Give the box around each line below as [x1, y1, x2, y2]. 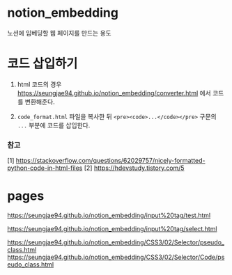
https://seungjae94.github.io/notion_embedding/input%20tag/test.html [7, 211, 211, 220]
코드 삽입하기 [7, 56, 78, 72]
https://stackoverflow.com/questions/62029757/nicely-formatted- [15, 157, 206, 165]
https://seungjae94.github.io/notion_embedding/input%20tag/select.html [7, 225, 217, 233]
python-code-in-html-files [7, 164, 83, 172]
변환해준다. [24, 97, 56, 106]
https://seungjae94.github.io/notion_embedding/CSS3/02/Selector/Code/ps [7, 253, 225, 262]
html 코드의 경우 [17, 80, 62, 88]
